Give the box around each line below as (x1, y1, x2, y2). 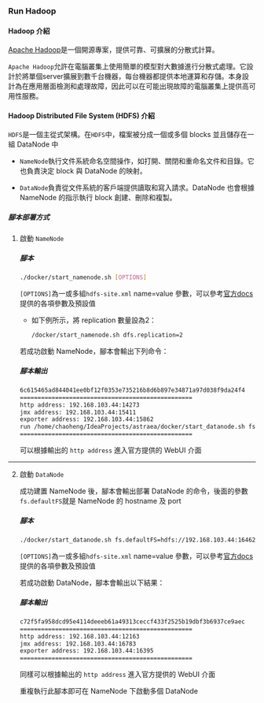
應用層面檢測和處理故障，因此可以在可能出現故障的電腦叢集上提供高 (28, 81, 249, 91)
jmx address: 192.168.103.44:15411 (19, 408, 137, 416)
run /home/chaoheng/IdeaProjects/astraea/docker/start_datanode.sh (19, 423, 245, 431)
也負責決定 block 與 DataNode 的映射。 (19, 166, 147, 176)
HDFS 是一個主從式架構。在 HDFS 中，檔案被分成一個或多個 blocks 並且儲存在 (8, 130, 247, 139)
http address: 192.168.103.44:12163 (19, 632, 140, 640)
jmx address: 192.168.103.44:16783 (19, 640, 137, 648)
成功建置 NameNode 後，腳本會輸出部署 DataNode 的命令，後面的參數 (19, 486, 249, 496)
